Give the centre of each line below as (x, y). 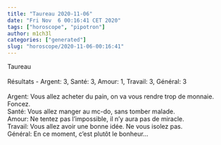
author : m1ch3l (30, 33)
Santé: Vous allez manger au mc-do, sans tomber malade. (91, 111)
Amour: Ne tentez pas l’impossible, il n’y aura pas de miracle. (96, 119)
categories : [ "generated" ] (47, 40)
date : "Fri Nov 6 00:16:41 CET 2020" (64, 20)
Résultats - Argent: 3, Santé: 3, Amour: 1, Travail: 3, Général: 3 (97, 81)
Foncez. (19, 104)
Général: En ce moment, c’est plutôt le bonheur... (78, 134)
